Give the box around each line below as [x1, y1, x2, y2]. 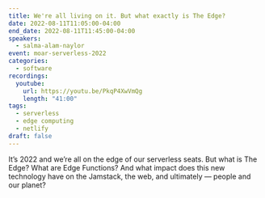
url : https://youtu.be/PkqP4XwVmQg [23, 86, 143, 95]
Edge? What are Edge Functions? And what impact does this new [8, 162, 225, 172]
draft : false [8, 132, 53, 140]
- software [15, 65, 53, 73]
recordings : [8, 72, 48, 80]
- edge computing [15, 117, 74, 125]
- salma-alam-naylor [15, 42, 85, 50]
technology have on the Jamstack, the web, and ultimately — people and [8, 171, 251, 181]
